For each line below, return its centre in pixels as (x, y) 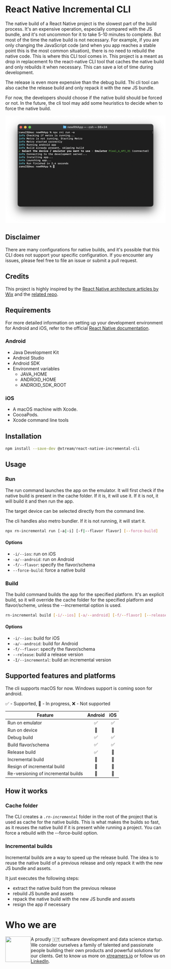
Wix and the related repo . (32, 294)
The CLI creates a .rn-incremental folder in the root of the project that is (81, 817)
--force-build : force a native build (49, 570)
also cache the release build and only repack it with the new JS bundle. (80, 87)
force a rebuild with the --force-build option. (52, 833)
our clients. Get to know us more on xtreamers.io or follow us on (98, 956)
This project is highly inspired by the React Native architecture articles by (82, 289)
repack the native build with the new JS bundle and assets (74, 899)
